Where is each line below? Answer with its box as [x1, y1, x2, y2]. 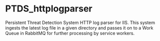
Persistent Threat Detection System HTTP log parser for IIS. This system [5, 19, 155, 25]
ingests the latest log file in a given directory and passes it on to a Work [5, 24, 153, 30]
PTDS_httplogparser [5, 3, 93, 14]
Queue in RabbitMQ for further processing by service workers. [5, 30, 135, 36]
